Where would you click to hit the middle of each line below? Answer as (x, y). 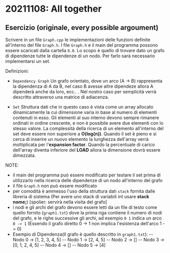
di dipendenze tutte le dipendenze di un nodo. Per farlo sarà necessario (80, 56)
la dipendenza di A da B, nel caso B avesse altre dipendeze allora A (83, 86)
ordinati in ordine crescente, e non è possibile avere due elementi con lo (88, 123)
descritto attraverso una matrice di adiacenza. (61, 97)
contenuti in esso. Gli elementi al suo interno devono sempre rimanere (86, 118)
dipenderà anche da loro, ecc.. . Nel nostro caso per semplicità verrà (84, 92)
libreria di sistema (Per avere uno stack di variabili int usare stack (81, 196)
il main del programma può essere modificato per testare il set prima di (87, 175)
